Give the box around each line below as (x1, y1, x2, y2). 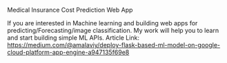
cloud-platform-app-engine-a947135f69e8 (7, 48, 130, 56)
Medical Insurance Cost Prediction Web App (7, 6, 133, 14)
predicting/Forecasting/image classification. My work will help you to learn (7, 27, 219, 34)
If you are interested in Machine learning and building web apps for (7, 19, 198, 27)
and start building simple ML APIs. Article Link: (7, 34, 140, 42)
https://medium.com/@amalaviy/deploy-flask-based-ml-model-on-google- (7, 41, 221, 49)
